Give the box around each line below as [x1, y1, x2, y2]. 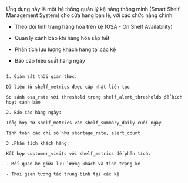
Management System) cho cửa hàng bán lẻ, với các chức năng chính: [6, 12, 174, 19]
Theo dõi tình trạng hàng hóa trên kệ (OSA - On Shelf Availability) [14, 23, 173, 30]
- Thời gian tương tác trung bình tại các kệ [6, 171, 119, 177]
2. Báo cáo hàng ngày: [6, 110, 62, 116]
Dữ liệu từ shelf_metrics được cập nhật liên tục [6, 84, 130, 90]
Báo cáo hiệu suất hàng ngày [14, 57, 85, 64]
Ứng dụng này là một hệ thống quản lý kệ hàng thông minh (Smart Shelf [6, 6, 180, 12]
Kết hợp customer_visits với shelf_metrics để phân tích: [6, 151, 151, 157]
